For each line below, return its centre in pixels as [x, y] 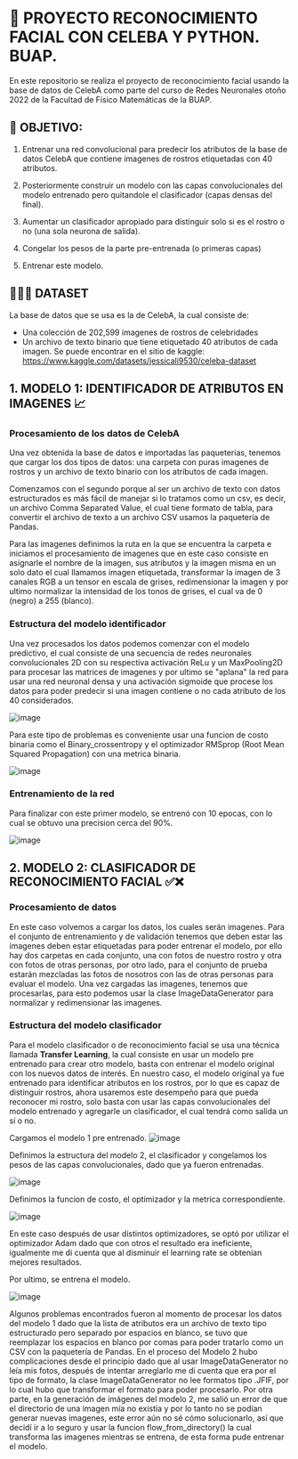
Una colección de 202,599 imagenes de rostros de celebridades [140, 332]
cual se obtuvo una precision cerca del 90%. [91, 822]
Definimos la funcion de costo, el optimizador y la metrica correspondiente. [147, 1199]
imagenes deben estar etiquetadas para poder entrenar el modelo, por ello [146, 945]
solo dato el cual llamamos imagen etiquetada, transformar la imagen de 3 [145, 573]
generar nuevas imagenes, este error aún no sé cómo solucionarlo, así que [147, 1418]
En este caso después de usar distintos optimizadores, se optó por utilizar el [149, 1234]
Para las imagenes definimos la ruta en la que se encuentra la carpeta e [141, 544]
